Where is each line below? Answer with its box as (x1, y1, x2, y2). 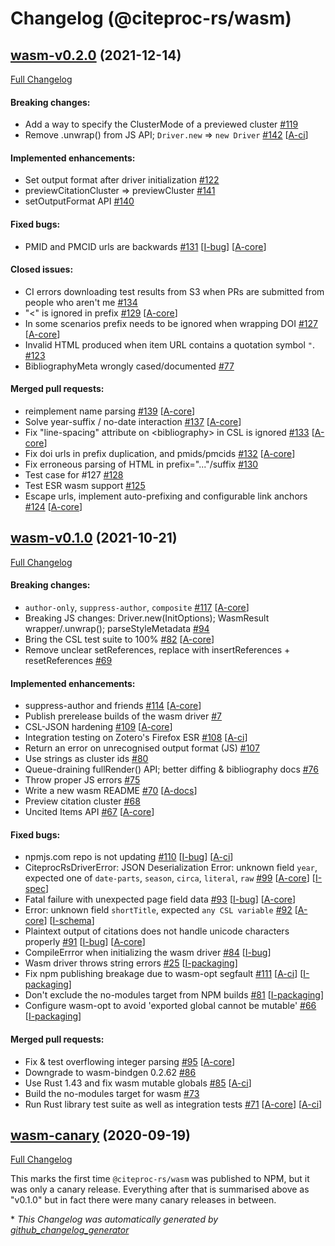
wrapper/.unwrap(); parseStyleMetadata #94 (24, 623, 210, 635)
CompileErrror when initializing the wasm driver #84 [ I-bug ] (24, 947, 272, 959)
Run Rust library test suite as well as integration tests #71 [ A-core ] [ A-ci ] (24, 1098, 323, 1110)
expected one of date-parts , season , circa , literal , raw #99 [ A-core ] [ (24, 872, 316, 884)
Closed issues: (10, 263, 74, 276)
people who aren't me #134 (24, 296, 138, 308)
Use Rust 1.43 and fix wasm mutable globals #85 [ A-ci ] (24, 1077, 252, 1089)
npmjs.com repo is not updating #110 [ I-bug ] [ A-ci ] (24, 851, 234, 863)
